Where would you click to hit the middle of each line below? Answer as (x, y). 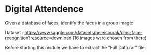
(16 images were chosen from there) (110, 38)
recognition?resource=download (38, 38)
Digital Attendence (45, 9)
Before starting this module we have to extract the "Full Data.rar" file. (75, 47)
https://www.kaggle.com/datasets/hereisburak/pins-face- (83, 32)
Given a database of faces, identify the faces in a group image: (69, 23)
